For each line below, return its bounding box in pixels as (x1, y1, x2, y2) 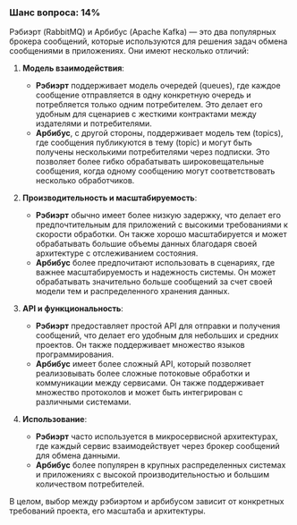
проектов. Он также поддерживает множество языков (35, 340, 245, 351)
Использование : (21, 414, 88, 425)
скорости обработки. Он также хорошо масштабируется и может (35, 229, 288, 240)
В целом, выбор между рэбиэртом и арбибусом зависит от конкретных (9, 496, 284, 507)
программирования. (35, 349, 115, 360)
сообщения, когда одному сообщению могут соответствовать (35, 165, 276, 176)
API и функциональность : (21, 303, 123, 314)
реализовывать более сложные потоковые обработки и (35, 368, 250, 379)
